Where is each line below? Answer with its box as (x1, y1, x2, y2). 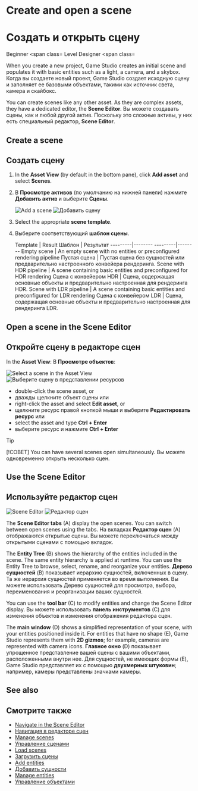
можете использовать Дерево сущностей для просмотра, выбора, (6, 581, 177, 589)
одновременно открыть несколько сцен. (6, 455, 110, 462)
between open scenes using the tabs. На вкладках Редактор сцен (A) (6, 526, 181, 533)
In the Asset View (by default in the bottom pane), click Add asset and (14, 171, 188, 179)
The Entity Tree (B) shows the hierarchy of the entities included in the (6, 550, 177, 557)
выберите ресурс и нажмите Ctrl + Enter (14, 425, 119, 432)
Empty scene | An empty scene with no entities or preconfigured (21, 248, 180, 255)
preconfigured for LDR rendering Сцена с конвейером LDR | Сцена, (14, 292, 183, 299)
